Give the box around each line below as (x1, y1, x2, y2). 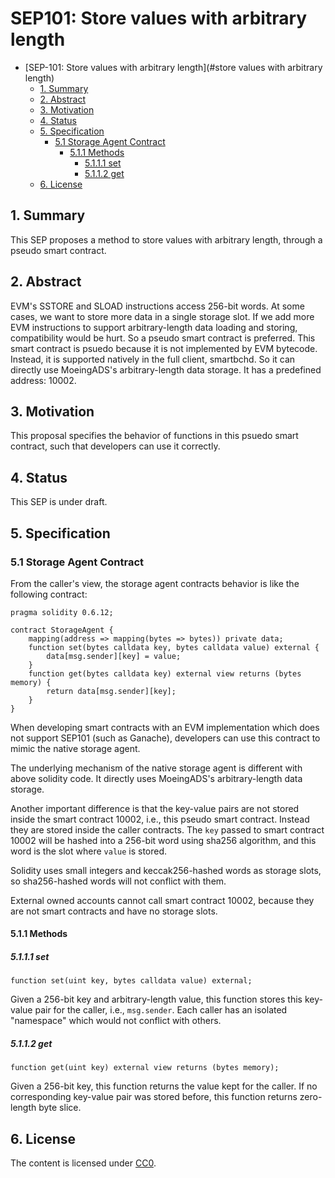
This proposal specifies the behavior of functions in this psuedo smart (10, 430, 299, 442)
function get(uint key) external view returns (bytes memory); (10, 1063, 280, 1073)
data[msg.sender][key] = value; (46, 651, 182, 661)
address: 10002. (10, 374, 77, 386)
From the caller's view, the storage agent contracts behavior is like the (10, 577, 300, 589)
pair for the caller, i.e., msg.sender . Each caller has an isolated (34, 1004, 288, 1016)
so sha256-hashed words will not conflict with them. (10, 875, 227, 887)
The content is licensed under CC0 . (10, 1157, 157, 1169)
